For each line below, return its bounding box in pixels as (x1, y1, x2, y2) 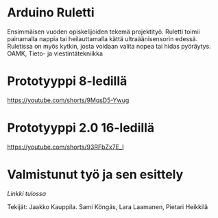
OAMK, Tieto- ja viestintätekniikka (7, 49, 104, 58)
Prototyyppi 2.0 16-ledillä (7, 120, 155, 136)
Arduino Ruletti (7, 5, 95, 21)
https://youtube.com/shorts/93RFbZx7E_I (7, 143, 125, 151)
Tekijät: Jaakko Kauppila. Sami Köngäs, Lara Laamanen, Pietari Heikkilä (7, 202, 208, 210)
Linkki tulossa (7, 189, 47, 197)
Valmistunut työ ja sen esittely (7, 167, 184, 182)
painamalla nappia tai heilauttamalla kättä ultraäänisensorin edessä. (7, 34, 197, 43)
